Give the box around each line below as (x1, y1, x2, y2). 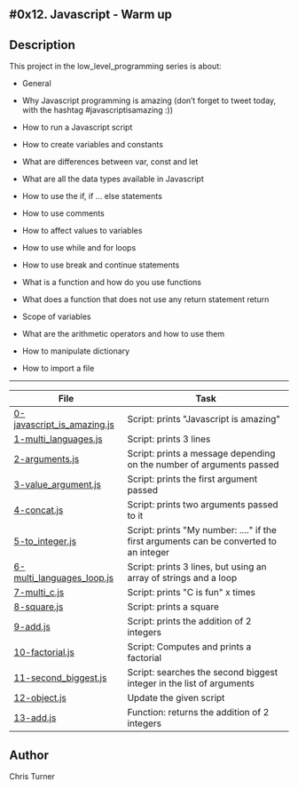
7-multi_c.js (13, 586, 65, 599)
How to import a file (21, 363, 95, 374)
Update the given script (127, 692, 225, 705)
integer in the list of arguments (127, 677, 255, 689)
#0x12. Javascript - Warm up (9, 7, 173, 22)
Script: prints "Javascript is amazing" (127, 413, 281, 426)
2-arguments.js (13, 453, 80, 466)
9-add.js (13, 621, 51, 634)
